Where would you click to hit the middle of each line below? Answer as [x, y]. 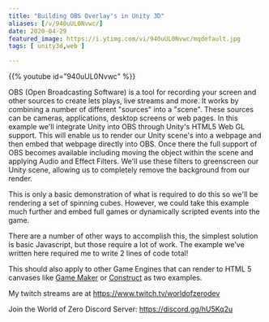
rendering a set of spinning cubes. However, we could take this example [129, 203]
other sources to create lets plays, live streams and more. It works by [124, 101]
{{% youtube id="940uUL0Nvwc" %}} [72, 76]
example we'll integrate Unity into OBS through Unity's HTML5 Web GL [127, 127]
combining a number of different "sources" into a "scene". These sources [131, 110]
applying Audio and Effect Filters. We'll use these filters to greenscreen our [134, 161]
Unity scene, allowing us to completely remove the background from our [129, 170]
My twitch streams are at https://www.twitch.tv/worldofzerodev [114, 294]
